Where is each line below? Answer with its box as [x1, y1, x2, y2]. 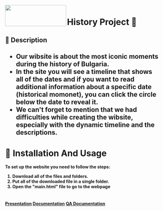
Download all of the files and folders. [12, 173, 89, 179]
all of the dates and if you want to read [16, 75, 135, 83]
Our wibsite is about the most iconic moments [16, 52, 159, 60]
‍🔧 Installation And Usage [5, 148, 107, 159]
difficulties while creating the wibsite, [16, 113, 133, 121]
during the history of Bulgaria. [16, 60, 110, 68]
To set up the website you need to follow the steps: [5, 164, 111, 170]
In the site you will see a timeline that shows [16, 68, 153, 76]
